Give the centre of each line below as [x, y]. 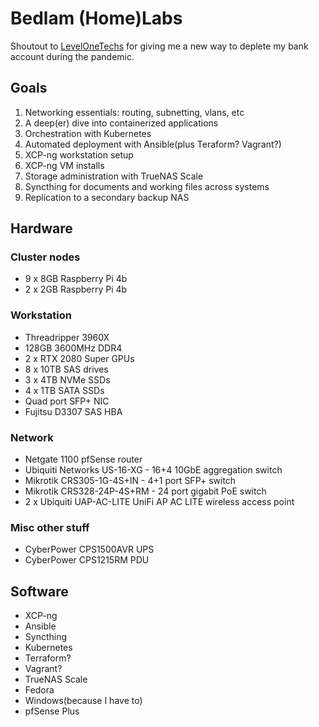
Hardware [41, 228]
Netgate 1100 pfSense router [83, 459]
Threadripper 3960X [67, 337]
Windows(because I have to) [83, 701]
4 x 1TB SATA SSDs [64, 390]
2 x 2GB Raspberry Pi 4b [76, 289]
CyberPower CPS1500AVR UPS [89, 549]
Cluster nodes [45, 257]
